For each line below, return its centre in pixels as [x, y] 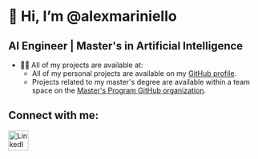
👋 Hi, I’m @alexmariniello [93, 16]
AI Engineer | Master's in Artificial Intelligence [126, 46]
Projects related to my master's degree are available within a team [141, 82]
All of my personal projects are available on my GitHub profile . [134, 74]
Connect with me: [54, 115]
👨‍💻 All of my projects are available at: [81, 65]
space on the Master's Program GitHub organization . [119, 90]
